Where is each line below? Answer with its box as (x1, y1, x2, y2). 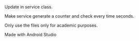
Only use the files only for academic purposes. (4, 22, 98, 28)
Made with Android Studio (4, 32, 57, 37)
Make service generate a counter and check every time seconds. (4, 13, 134, 19)
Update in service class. (4, 4, 53, 10)
